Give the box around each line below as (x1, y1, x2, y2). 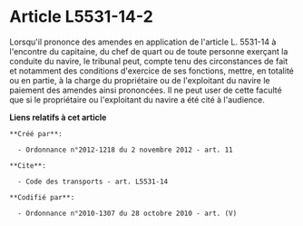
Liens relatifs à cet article (9, 112, 107, 123)
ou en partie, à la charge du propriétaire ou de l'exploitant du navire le (9, 74, 270, 85)
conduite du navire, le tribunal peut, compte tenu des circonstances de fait (9, 55, 288, 66)
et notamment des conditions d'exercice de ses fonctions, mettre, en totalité (9, 65, 295, 76)
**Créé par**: (9, 129, 64, 138)
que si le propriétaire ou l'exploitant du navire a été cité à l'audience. (9, 93, 265, 105)
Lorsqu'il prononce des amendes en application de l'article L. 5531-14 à (9, 36, 277, 47)
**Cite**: (9, 161, 47, 170)
